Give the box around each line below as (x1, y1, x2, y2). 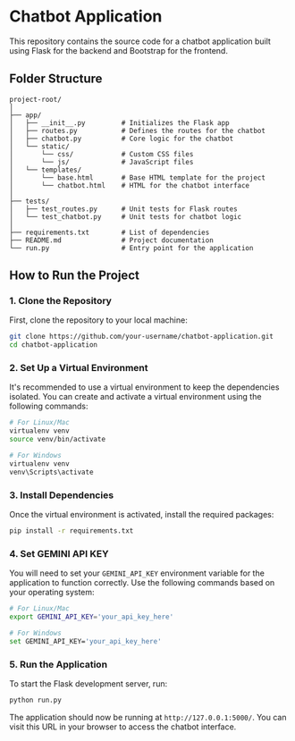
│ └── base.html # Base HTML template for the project (9, 173, 266, 182)
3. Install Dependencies (9, 489, 114, 501)
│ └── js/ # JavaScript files (9, 157, 194, 166)
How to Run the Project (9, 268, 140, 283)
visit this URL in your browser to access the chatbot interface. (9, 721, 237, 732)
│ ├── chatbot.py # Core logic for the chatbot (9, 134, 234, 143)
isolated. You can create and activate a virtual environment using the (9, 392, 262, 402)
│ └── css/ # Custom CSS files (9, 149, 194, 158)
